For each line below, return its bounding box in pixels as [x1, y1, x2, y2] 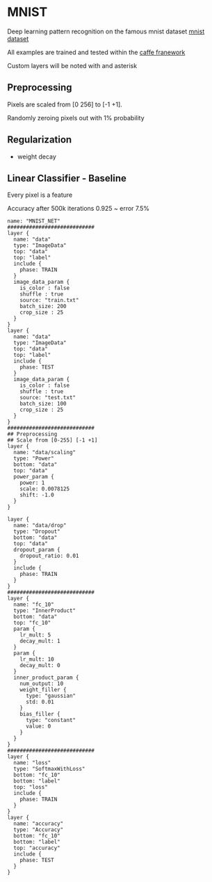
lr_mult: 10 [19, 656, 54, 663]
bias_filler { [19, 711, 60, 718]
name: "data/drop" [13, 522, 67, 529]
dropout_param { [13, 547, 60, 554]
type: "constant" [25, 717, 76, 724]
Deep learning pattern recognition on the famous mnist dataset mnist [7, 27, 205, 35]
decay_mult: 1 [19, 638, 60, 645]
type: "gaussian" [25, 693, 76, 700]
